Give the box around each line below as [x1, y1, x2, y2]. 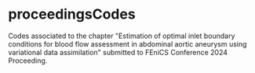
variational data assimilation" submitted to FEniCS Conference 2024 [8, 47, 228, 57]
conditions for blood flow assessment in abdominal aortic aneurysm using [8, 39, 247, 48]
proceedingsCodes [8, 5, 136, 23]
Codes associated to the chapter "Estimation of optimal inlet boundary [8, 31, 235, 40]
